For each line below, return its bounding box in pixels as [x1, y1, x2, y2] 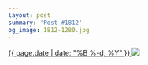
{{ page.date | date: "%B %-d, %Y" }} [8, 49, 131, 58]
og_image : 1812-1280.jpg [8, 26, 90, 34]
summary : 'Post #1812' [8, 19, 83, 27]
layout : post [8, 11, 51, 20]
